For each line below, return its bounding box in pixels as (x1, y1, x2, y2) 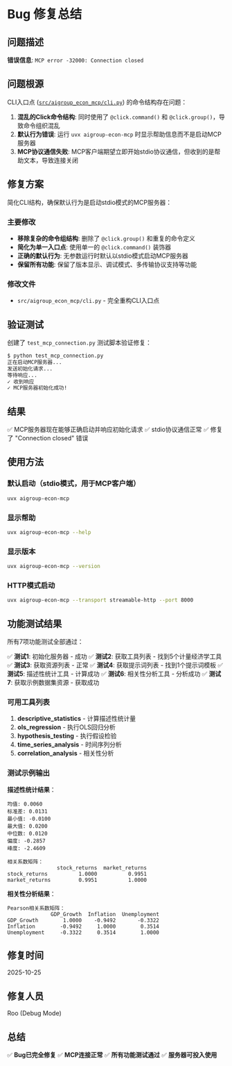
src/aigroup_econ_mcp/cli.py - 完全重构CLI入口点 (17, 297, 160, 305)
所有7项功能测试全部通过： (7, 637, 84, 646)
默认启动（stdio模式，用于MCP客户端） (7, 478, 141, 488)
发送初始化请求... (7, 365, 53, 372)
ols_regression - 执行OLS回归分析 (17, 723, 116, 731)
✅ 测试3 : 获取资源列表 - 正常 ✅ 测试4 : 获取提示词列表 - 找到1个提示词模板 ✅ (7, 660, 224, 669)
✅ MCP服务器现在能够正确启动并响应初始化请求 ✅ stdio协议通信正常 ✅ (7, 425, 209, 434)
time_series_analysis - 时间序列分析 (17, 740, 123, 749)
